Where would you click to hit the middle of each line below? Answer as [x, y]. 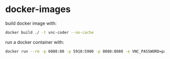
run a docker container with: [35, 42]
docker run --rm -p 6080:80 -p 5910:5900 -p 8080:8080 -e [68, 51]
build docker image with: [31, 23]
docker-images [38, 9]
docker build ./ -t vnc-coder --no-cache [50, 32]
